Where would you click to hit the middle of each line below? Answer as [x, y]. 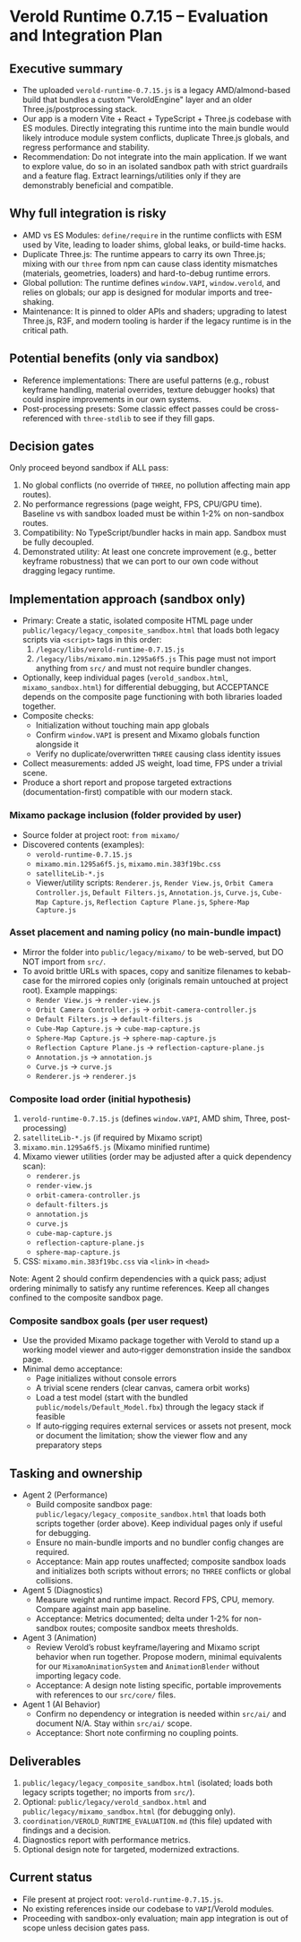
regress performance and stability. [86, 147]
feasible [50, 1417]
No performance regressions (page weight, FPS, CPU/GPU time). [142, 505]
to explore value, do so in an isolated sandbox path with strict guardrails [155, 166]
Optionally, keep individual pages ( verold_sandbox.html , [125, 678]
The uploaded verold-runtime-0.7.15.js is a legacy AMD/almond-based [156, 90]
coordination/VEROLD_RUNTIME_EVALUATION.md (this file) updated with [147, 1821]
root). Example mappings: [70, 990]
